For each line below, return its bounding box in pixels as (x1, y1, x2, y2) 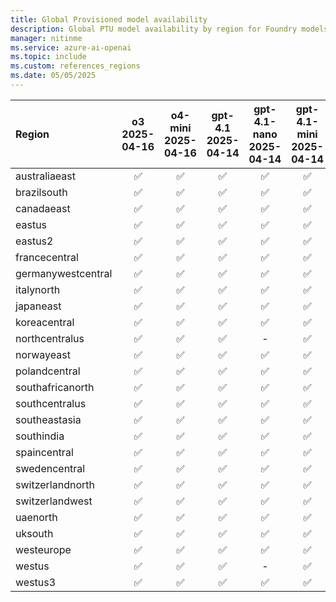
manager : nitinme (10, 33, 83, 43)
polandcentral (15, 364, 81, 378)
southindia (15, 429, 65, 443)
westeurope (15, 542, 72, 556)
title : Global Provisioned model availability (10, 14, 208, 25)
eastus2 (15, 234, 54, 248)
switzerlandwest (15, 494, 93, 508)
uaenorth (15, 510, 58, 524)
